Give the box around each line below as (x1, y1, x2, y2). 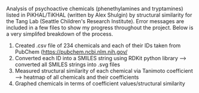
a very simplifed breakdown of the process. (6, 30, 114, 38)
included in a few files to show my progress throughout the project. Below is (6, 24, 194, 31)
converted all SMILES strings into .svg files (14, 61, 121, 68)
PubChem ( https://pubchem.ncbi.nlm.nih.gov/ (14, 48, 128, 55)
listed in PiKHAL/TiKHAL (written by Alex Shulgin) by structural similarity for (6, 11, 192, 18)
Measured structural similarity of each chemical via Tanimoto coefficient (14, 67, 193, 74)
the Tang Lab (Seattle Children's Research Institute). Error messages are (6, 18, 184, 24)
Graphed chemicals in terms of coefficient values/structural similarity (14, 80, 185, 87)
